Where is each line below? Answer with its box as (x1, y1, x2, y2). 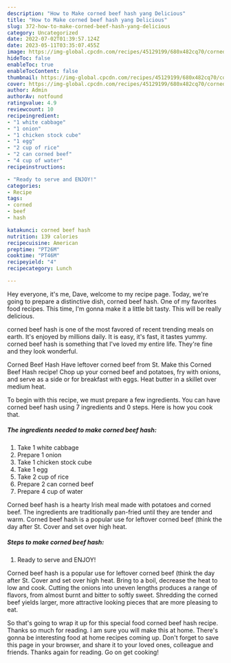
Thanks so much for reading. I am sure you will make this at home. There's (7, 626, 219, 634)
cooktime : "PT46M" (7, 252, 60, 259)
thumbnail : (7, 74, 38, 81)
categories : (7, 182, 41, 189)
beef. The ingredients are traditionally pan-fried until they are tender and (7, 508, 212, 516)
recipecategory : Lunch (7, 265, 72, 272)
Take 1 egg (16, 465, 48, 473)
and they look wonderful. (7, 347, 78, 355)
